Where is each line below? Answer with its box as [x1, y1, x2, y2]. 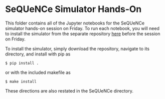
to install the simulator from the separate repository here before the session [5, 30, 161, 36]
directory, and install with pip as [5, 51, 71, 57]
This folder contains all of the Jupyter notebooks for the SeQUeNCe [5, 20, 145, 26]
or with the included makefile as [5, 69, 71, 75]
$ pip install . [5, 60, 39, 65]
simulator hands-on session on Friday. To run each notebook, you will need [5, 25, 160, 31]
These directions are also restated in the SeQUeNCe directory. [5, 87, 134, 93]
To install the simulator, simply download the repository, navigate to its [5, 45, 150, 51]
